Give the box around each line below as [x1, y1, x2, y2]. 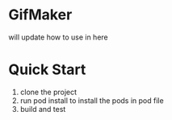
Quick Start [8, 60, 86, 79]
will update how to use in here [8, 32, 108, 42]
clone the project [19, 87, 78, 97]
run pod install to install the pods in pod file [19, 95, 164, 106]
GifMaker [8, 6, 73, 24]
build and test [19, 104, 66, 114]
